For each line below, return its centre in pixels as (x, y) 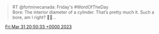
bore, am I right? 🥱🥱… (34, 17)
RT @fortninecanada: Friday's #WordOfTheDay (60, 7)
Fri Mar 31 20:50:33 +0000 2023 (38, 27)
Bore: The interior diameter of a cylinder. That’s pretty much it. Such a (83, 12)
